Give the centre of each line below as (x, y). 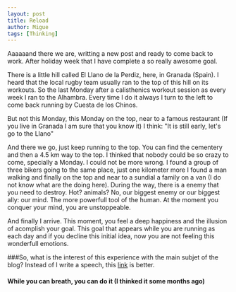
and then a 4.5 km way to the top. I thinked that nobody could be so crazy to (118, 155)
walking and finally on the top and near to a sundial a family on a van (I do (114, 177)
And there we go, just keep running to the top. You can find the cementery (115, 147)
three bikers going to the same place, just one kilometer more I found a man (117, 170)
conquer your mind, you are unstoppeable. (69, 208)
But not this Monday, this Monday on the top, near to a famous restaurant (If (117, 119)
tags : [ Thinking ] (33, 34)
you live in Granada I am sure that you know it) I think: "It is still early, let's (114, 126)
